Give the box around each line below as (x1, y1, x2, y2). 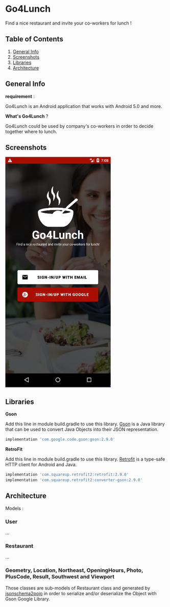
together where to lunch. (5, 128, 57, 135)
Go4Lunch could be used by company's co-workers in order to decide (5, 123, 154, 129)
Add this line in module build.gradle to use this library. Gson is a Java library (5, 421, 165, 427)
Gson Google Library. (5, 596, 50, 602)
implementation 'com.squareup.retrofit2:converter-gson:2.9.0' (5, 477, 143, 483)
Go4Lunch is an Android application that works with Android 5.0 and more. (5, 103, 162, 109)
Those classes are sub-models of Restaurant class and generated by (5, 584, 151, 591)
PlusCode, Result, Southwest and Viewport (5, 573, 115, 580)
